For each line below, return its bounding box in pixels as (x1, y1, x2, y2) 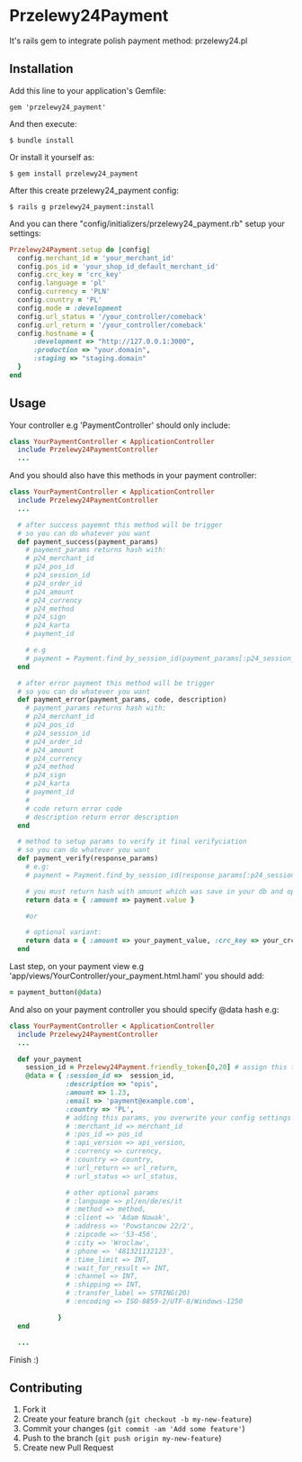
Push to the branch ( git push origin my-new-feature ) (22, 1433, 222, 1444)
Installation (9, 61, 74, 77)
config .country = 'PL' (17, 295, 102, 304)
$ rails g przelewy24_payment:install (9, 202, 155, 212)
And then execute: (9, 118, 77, 129)
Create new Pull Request (22, 1442, 114, 1453)
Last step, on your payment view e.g (9, 961, 145, 972)
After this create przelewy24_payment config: (9, 185, 180, 195)
